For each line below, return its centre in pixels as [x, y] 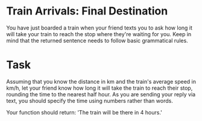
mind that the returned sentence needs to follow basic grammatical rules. [97, 40]
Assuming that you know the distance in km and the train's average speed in [101, 81]
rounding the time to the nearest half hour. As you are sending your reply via [101, 94]
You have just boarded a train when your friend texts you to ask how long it [99, 28]
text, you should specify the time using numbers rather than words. [90, 101]
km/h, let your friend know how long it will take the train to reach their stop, [99, 88]
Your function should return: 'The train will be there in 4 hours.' [84, 112]
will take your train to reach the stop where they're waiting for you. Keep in [99, 34]
